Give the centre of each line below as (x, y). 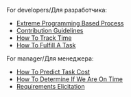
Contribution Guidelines (50, 31)
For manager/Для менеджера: (50, 58)
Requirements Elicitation (50, 86)
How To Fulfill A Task (46, 45)
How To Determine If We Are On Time (70, 79)
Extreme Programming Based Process (70, 23)
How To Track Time (44, 38)
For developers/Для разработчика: (57, 10)
